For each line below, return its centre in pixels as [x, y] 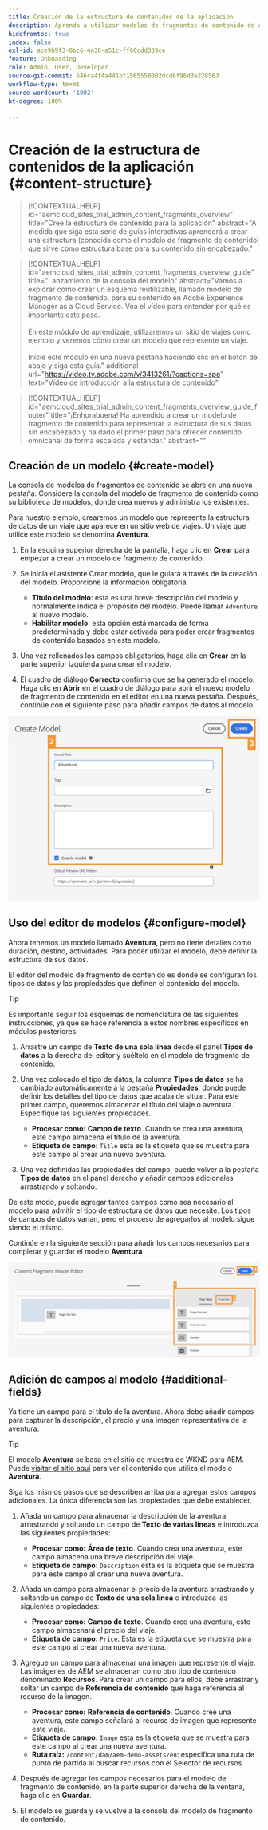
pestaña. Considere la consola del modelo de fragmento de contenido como [133, 493]
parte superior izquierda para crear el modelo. [95, 664]
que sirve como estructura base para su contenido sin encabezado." [140, 248]
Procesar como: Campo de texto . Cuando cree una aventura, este [141, 1622]
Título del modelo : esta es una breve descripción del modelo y [135, 598]
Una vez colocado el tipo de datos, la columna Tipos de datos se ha [132, 1079]
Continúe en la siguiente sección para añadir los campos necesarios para [129, 1242]
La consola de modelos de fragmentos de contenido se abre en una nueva [130, 485]
